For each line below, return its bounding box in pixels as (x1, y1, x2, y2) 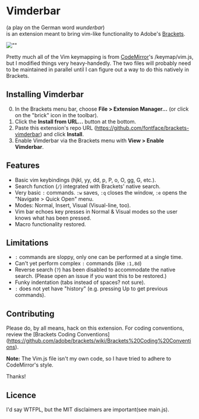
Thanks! (6, 373, 26, 380)
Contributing (6, 308, 55, 319)
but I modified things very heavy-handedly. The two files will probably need (6, 60, 191, 67)
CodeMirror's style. (6, 361, 53, 368)
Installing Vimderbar (6, 89, 84, 99)
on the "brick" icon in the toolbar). (14, 111, 99, 118)
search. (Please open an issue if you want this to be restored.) (14, 273, 167, 280)
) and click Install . (40, 130, 84, 137)
